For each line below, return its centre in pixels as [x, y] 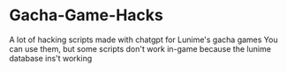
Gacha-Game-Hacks [86, 15]
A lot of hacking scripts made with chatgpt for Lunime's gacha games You [143, 40]
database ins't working [51, 58]
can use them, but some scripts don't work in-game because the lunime [140, 48]
